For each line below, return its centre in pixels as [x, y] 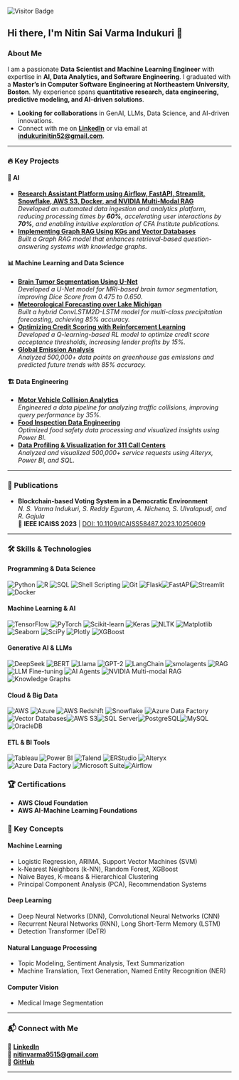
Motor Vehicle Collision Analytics [68, 400]
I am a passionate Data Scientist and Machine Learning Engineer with [111, 69]
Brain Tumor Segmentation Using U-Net [78, 282]
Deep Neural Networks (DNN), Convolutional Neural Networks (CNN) [119, 916]
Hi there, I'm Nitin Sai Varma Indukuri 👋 [95, 33]
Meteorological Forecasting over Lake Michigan [90, 304]
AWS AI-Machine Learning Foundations [77, 810]
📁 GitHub [21, 1062]
